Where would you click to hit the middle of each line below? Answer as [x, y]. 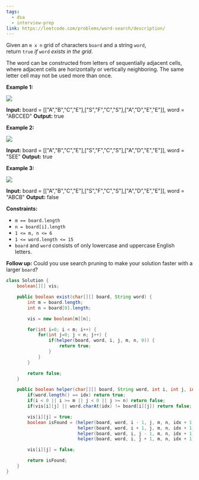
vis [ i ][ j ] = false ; [52, 450]
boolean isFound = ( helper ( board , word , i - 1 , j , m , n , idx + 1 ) [111, 422]
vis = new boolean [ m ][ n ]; [60, 319]
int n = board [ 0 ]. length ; [60, 308]
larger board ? [22, 270]
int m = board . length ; [55, 302]
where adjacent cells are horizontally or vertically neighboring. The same [95, 70]
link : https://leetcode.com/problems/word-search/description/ [86, 28]
